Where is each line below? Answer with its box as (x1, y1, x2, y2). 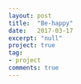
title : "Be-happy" (8, 19, 74, 27)
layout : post (8, 11, 52, 20)
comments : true (8, 64, 59, 72)
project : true (8, 42, 56, 50)
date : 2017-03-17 (8, 26, 74, 34)
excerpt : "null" (8, 34, 63, 42)
